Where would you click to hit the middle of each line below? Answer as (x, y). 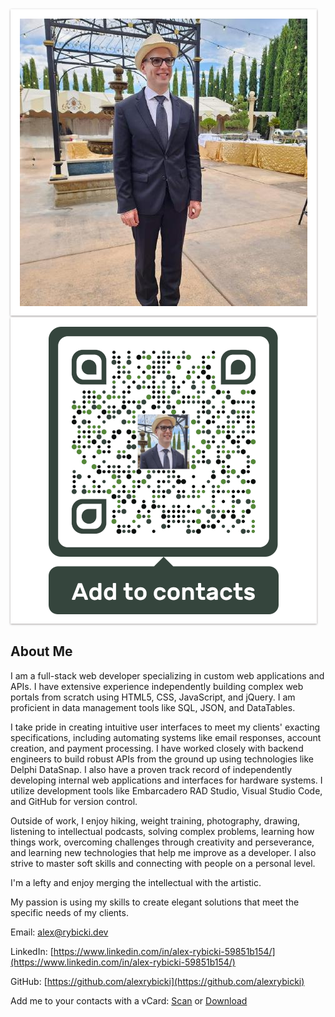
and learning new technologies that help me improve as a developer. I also (163, 852)
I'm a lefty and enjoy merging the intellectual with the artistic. (136, 882)
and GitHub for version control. (74, 801)
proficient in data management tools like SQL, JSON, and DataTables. (153, 707)
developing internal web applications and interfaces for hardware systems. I (166, 780)
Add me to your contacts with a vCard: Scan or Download (129, 1000)
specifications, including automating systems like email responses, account (166, 737)
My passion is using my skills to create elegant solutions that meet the (155, 902)
